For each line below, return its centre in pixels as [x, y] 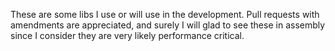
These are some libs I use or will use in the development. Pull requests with [165, 14]
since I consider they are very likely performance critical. [127, 35]
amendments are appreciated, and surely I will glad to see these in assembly [168, 25]
